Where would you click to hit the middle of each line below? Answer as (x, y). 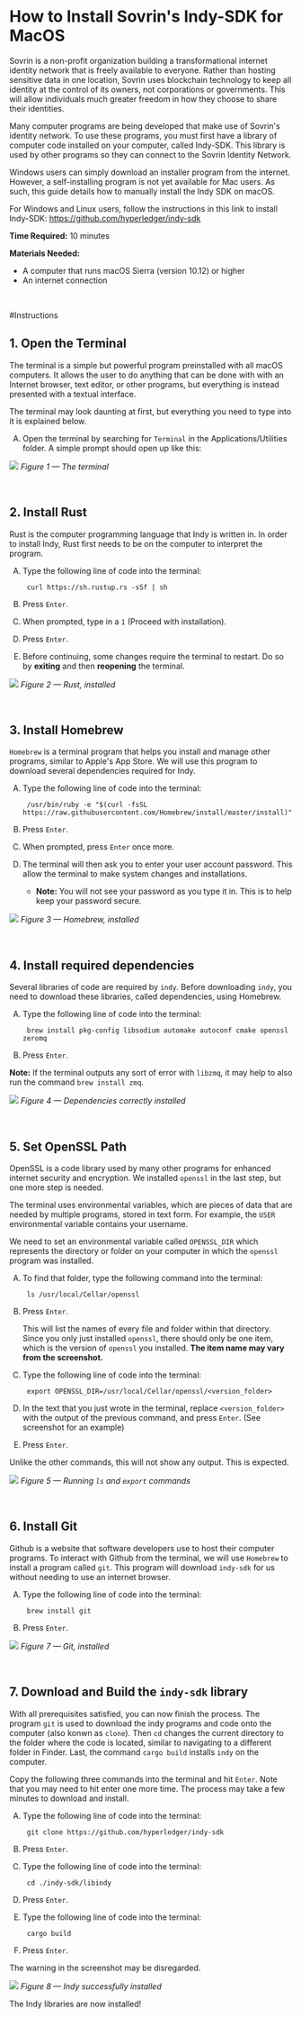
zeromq (35, 1039)
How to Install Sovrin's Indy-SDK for (146, 17)
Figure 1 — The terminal (65, 467)
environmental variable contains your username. (99, 1224)
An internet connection (65, 280)
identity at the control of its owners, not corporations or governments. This (147, 89)
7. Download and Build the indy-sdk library (129, 1692)
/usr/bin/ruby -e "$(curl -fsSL (87, 805)
